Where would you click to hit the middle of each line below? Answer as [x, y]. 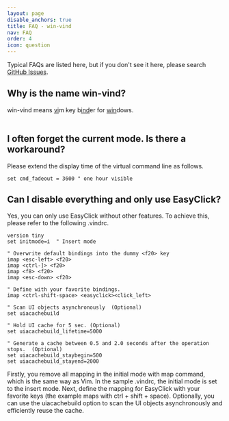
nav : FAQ [19, 33]
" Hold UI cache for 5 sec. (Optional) [64, 326]
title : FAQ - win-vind [39, 26]
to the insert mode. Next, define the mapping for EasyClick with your [104, 389]
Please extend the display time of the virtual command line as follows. [105, 166]
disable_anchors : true [39, 20]
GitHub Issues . [28, 72]
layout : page [26, 13]
